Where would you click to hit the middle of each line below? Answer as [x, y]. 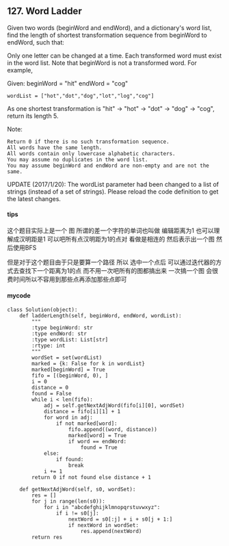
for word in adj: [68, 418]
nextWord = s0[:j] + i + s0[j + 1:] [120, 519]
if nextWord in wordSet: [103, 525]
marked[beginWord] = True [69, 370]
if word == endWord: [97, 442]
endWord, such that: [36, 42]
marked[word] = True [97, 436]
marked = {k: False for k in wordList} [89, 364]
